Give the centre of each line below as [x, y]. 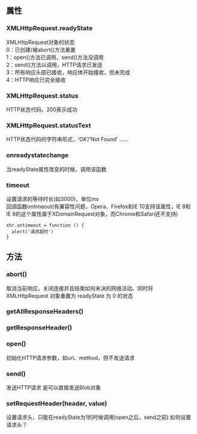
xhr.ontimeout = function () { [45, 225]
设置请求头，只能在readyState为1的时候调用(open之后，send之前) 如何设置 [99, 417]
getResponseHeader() [39, 328]
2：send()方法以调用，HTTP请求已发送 [54, 64]
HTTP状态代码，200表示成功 [42, 109]
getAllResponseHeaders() [45, 311]
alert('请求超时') [33, 231]
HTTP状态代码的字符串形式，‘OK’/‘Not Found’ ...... [67, 139]
